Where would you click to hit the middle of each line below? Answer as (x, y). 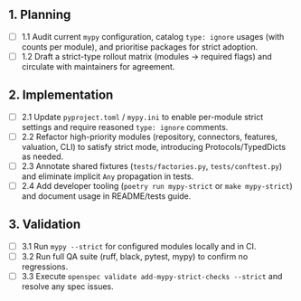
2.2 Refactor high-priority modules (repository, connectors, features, (149, 136)
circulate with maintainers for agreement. (98, 66)
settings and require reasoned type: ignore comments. (125, 127)
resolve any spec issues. (67, 287)
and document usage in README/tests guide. (106, 196)
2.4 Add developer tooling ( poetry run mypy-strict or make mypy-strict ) (157, 185)
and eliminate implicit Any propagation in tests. (108, 176)
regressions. (45, 267)
